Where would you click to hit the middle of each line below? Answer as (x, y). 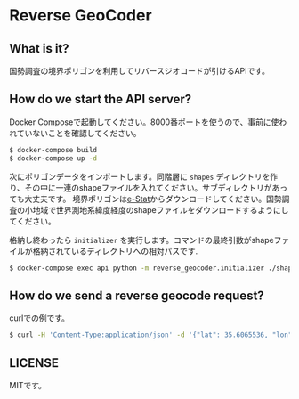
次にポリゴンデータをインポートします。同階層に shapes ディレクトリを (140, 176)
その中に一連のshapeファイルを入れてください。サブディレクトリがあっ (156, 187)
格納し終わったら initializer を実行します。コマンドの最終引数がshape (141, 240)
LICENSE (34, 363)
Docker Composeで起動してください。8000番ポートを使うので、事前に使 (144, 122)
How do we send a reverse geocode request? (137, 295)
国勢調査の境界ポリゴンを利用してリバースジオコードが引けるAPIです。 (139, 71)
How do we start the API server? (101, 99)
